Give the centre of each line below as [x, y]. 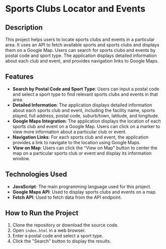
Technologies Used [36, 174]
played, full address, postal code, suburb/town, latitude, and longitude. [86, 115]
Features [19, 77]
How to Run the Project [42, 213]
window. [21, 158]
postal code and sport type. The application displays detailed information [81, 55]
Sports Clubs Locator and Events [75, 9]
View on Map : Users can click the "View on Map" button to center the [85, 148]
